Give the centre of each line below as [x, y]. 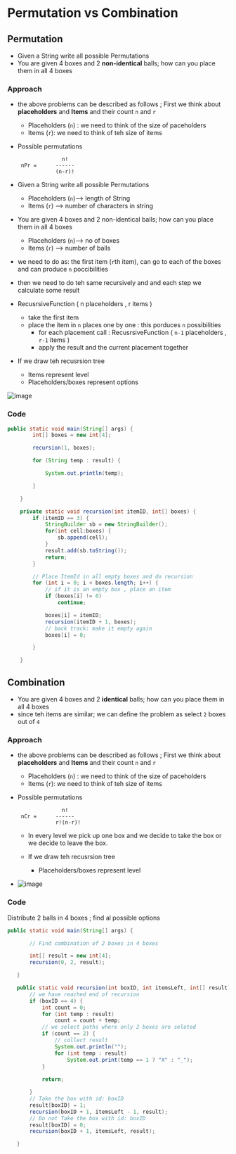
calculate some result [48, 291]
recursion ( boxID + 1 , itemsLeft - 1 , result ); [99, 1112]
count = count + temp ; [87, 1021]
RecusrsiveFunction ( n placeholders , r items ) [85, 304]
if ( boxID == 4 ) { [56, 1001]
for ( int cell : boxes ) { [78, 531]
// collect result [81, 1040]
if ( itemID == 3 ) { [61, 518]
